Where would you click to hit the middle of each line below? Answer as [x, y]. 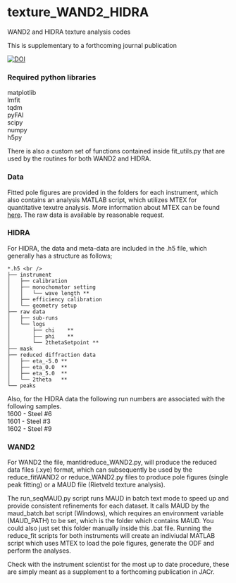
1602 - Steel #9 [30, 428]
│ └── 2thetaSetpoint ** [53, 342]
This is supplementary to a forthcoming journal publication [92, 45]
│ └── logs [26, 324]
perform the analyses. [39, 551]
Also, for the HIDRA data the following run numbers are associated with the [116, 399]
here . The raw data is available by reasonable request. [86, 215]
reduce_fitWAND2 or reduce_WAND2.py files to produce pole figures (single [118, 477]
